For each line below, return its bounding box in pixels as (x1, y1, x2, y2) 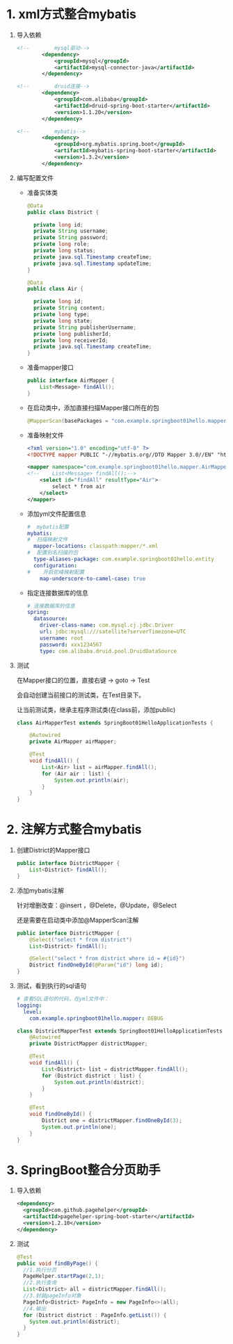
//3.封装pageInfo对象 (23, 1293, 81, 1300)
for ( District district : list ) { (42, 1072, 142, 1079)
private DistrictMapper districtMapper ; (29, 1040, 148, 1047)
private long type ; (33, 311, 90, 318)
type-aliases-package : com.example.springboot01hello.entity (33, 556, 215, 563)
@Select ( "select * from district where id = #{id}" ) (29, 955, 186, 962)
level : (23, 1008, 42, 1015)
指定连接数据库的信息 (26, 588, 88, 597)
